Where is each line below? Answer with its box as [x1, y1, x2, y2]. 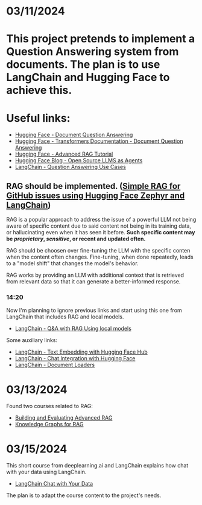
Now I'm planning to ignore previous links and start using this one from [6, 307, 182, 314]
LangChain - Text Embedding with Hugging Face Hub [14, 348, 148, 355]
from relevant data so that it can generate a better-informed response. [6, 278, 181, 285]
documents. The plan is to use [6, 58, 160, 71]
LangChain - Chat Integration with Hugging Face [14, 355, 136, 362]
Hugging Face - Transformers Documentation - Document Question [14, 137, 183, 145]
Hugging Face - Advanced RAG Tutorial [14, 150, 113, 158]
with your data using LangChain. [6, 468, 87, 476]
